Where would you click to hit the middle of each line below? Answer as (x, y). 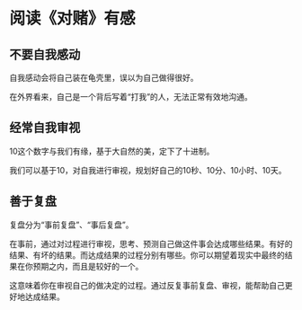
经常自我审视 (45, 128)
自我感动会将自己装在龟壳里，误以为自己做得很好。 (104, 78)
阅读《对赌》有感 (73, 18)
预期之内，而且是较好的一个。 (88, 266)
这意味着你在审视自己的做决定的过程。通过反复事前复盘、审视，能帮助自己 (147, 285)
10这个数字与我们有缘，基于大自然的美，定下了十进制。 (112, 151)
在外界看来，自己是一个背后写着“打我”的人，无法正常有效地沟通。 (131, 97)
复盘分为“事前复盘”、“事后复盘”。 (71, 225)
